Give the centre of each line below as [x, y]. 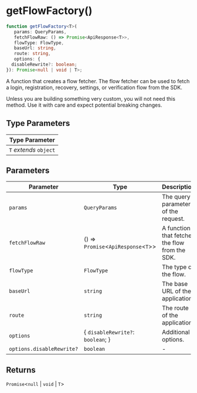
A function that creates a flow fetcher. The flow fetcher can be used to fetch [98, 81]
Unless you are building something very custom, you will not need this [91, 98]
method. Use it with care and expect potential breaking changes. [84, 105]
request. [173, 219]
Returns [21, 370]
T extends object [32, 149]
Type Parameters [38, 123]
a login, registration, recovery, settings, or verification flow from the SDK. [94, 87]
